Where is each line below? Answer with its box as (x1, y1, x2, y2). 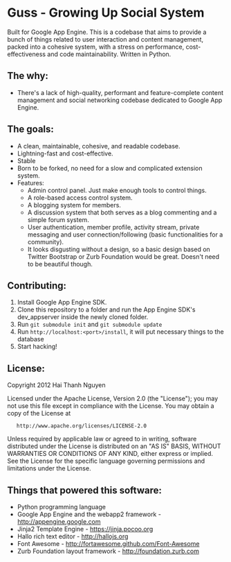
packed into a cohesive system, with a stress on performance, (7, 42, 185, 51)
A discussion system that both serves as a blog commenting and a (27, 208, 217, 216)
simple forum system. (27, 215, 90, 223)
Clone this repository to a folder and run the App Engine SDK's (17, 305, 196, 314)
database (17, 335, 44, 343)
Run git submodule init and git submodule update (17, 321, 163, 329)
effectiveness (7, 50, 46, 58)
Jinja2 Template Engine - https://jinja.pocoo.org (17, 525, 154, 533)
